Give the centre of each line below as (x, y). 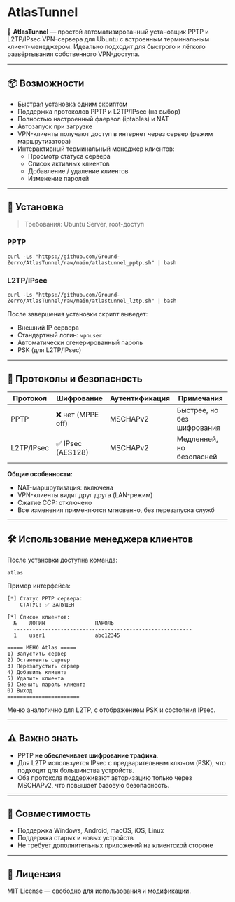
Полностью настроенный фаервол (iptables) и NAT (93, 119)
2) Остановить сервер (39, 660)
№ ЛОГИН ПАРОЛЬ (64, 623)
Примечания (201, 398)
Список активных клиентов (69, 163)
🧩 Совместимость (49, 813)
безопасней (197, 457)
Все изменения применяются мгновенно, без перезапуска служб (116, 510)
